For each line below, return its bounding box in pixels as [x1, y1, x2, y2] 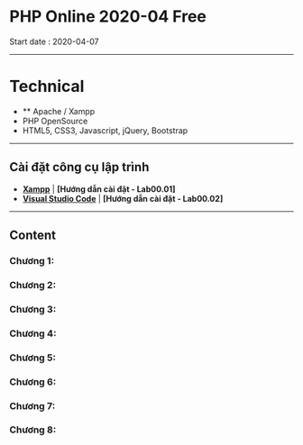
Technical [9, 77, 85, 96]
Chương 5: [9, 351, 57, 364]
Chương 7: [9, 399, 56, 412]
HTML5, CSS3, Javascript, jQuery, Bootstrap [22, 124, 188, 136]
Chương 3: [9, 303, 57, 315]
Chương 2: [9, 278, 57, 291]
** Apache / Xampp [22, 105, 96, 116]
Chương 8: [9, 423, 57, 436]
